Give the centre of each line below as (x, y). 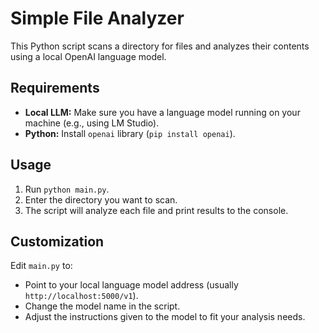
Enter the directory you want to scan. (101, 199)
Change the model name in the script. (102, 306)
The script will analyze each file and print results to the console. (156, 210)
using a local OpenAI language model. (88, 56)
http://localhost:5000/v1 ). (81, 296)
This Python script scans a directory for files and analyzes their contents (160, 46)
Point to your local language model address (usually (131, 285)
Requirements (55, 88)
